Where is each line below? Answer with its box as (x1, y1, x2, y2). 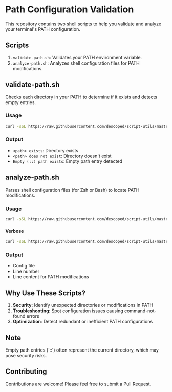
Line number (12, 268, 40, 275)
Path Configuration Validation (5, 4, 134, 15)
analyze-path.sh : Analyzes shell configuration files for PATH (12, 60, 140, 66)
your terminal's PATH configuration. (5, 26, 80, 32)
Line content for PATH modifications (12, 274, 89, 280)
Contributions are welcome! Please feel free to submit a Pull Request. (5, 381, 152, 387)
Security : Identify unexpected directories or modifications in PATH (12, 302, 154, 308)
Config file (12, 263, 35, 269)
